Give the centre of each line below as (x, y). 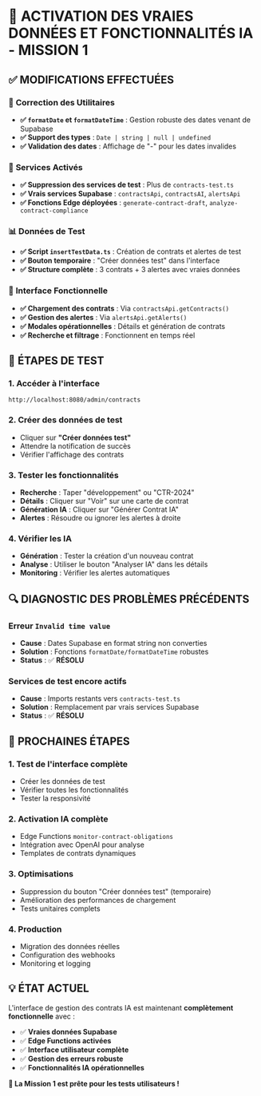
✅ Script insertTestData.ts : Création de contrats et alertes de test (130, 251)
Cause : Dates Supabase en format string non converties (113, 643)
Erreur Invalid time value (59, 626)
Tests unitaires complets (60, 908)
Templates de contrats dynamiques (78, 853)
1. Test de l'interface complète (68, 764)
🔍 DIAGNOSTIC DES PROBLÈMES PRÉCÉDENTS (129, 599)
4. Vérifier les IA (40, 538)
